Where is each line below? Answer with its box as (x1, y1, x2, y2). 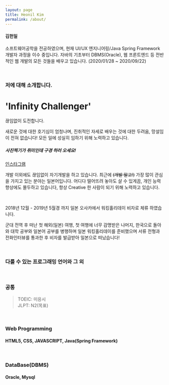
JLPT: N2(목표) (17, 303, 49, 308)
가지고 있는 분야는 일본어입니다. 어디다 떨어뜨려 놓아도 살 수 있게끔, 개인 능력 (10, 178, 161, 184)
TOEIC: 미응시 (17, 296, 46, 302)
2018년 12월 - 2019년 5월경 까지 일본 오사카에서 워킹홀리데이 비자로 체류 (5, 205, 149, 211)
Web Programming (5, 325, 52, 332)
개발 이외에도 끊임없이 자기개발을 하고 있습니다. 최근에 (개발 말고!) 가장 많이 (5, 172, 154, 178)
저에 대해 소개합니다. (5, 81, 52, 88)
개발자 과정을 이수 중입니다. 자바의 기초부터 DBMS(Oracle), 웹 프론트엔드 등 (5, 52, 155, 58)
